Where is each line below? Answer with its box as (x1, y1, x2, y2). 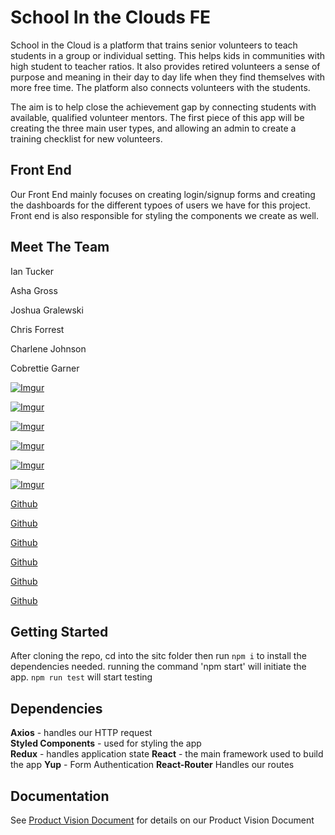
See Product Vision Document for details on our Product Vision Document (10, 814, 315, 826)
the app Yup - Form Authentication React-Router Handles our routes (10, 759, 295, 771)
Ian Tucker (10, 265, 54, 277)
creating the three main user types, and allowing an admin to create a (10, 122, 297, 134)
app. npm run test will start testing (10, 671, 153, 683)
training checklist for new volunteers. (10, 132, 163, 145)
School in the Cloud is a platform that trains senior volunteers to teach (10, 39, 298, 51)
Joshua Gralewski (10, 304, 84, 316)
